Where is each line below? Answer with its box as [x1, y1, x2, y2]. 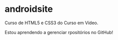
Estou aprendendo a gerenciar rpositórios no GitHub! [4, 29, 114, 35]
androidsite [4, 3, 53, 15]
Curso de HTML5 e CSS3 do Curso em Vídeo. [4, 20, 99, 26]
